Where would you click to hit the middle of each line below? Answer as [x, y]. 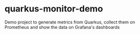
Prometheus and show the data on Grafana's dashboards [62, 27]
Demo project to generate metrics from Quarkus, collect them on [70, 22]
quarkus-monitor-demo [54, 9]
